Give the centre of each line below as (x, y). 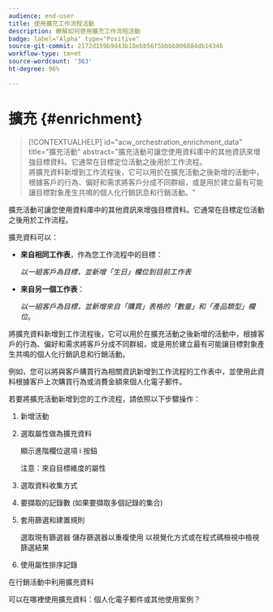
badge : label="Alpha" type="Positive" (74, 39)
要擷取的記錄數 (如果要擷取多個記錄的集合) (91, 502)
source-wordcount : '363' (50, 62)
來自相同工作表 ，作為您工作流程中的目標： (91, 254)
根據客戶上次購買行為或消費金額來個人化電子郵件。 (101, 381)
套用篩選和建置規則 (52, 520)
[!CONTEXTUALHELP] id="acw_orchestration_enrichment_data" (135, 142)
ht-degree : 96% (34, 69)
